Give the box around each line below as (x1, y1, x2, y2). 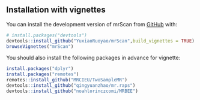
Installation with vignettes (6, 5, 106, 15)
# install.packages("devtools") (6, 32, 87, 38)
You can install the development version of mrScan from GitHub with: (6, 20, 178, 28)
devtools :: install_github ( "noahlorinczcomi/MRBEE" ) (6, 88, 138, 94)
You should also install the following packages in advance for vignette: (6, 54, 181, 62)
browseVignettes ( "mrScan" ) (6, 43, 74, 50)
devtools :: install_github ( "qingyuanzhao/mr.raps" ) (6, 83, 136, 89)
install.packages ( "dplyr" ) (6, 66, 74, 72)
